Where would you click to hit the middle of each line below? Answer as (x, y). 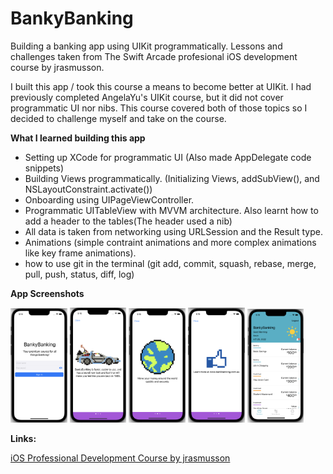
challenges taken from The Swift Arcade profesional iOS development (154, 56)
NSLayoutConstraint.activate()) (88, 189)
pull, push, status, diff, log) (79, 274)
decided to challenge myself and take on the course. (118, 118)
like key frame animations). (80, 253)
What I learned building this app (78, 138)
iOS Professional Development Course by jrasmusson (120, 458)
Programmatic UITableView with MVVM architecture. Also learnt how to (171, 210)
